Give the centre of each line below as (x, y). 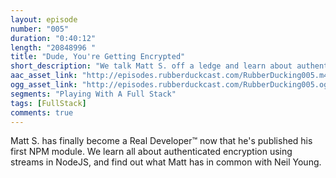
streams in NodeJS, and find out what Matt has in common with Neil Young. (166, 162)
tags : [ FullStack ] (48, 103)
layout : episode (44, 19)
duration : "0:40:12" (53, 38)
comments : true (42, 112)
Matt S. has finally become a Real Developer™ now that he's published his (161, 141)
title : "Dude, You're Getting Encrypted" (98, 57)
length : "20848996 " (53, 47)
